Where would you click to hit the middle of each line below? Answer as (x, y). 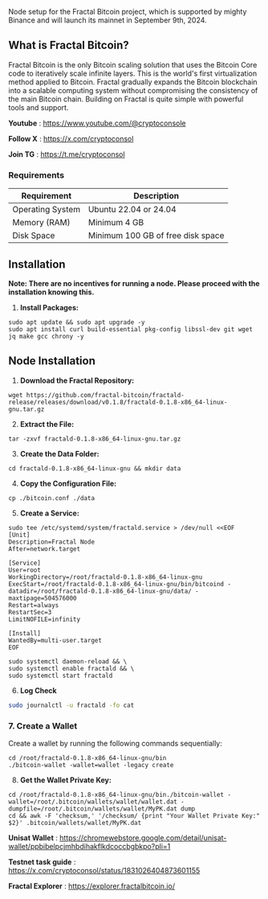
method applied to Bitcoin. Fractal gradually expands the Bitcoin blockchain (133, 82)
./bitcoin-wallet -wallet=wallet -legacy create (91, 765)
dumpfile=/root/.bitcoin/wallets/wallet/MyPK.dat (93, 809)
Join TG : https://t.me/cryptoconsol (67, 154)
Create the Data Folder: (59, 454)
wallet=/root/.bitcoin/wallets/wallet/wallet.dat (93, 802)
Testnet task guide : (42, 862)
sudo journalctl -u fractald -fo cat (71, 705)
